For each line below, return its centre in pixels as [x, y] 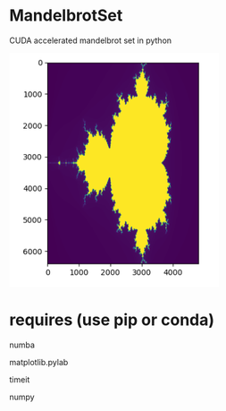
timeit [20, 379]
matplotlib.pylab [39, 362]
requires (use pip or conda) [112, 320]
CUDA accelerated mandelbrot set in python [91, 40]
